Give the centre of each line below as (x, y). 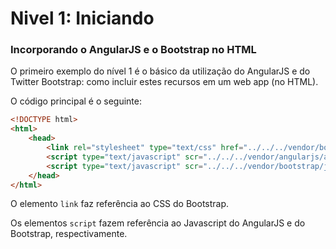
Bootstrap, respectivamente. (69, 234)
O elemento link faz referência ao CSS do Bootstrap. (120, 204)
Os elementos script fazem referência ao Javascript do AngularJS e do (158, 223)
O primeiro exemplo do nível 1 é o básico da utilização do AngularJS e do (160, 71)
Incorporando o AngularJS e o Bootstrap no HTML (133, 50)
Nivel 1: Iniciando (82, 18)
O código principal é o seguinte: (76, 101)
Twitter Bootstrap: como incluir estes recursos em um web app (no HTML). (164, 82)
